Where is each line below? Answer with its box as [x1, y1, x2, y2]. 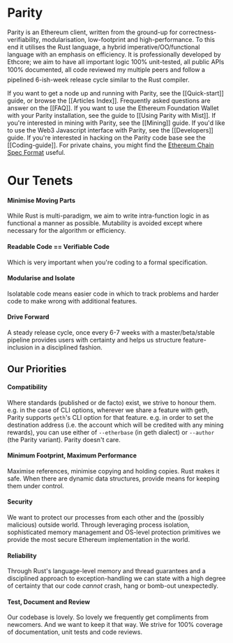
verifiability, [7, 35, 40, 43]
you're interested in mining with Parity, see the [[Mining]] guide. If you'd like [7, 119, 225, 127]
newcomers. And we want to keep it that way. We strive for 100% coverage [7, 621, 223, 629]
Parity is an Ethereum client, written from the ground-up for [7, 28, 178, 36]
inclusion [7, 343, 33, 351]
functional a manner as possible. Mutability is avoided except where [7, 219, 203, 227]
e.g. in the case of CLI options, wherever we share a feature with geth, [7, 406, 209, 414]
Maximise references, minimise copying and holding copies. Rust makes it [7, 467, 220, 475]
